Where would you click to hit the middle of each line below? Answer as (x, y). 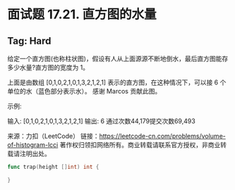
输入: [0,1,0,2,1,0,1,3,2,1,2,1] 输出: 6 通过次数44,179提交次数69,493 (101, 121)
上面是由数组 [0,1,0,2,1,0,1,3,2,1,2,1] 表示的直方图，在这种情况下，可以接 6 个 (117, 82)
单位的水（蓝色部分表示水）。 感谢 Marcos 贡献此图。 (84, 91)
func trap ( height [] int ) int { (53, 167)
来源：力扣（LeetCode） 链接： (54, 136)
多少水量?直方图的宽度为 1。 (48, 67)
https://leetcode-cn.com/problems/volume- (162, 136)
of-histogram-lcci (33, 145)
